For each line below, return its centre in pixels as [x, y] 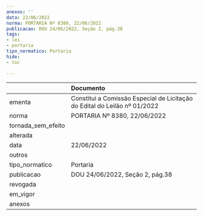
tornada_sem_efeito [37, 125]
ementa [20, 102]
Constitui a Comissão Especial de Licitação [132, 98]
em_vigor [22, 194]
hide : [13, 57]
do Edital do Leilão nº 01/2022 [115, 106]
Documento [88, 88]
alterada [21, 135]
